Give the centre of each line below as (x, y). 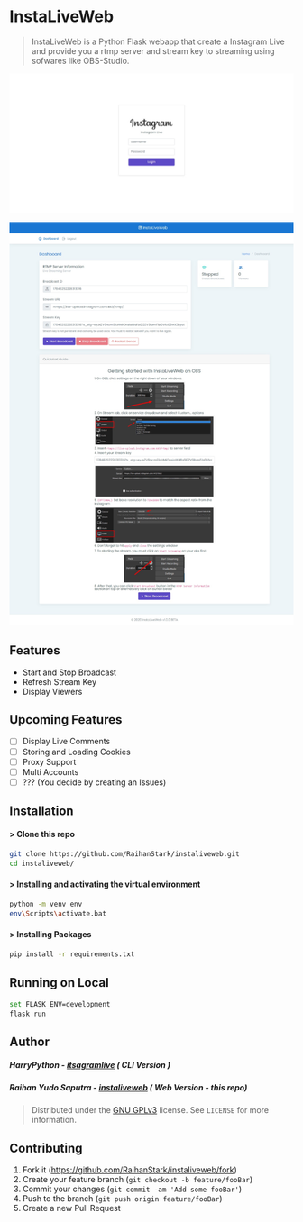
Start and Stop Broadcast (69, 672)
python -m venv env (46, 904)
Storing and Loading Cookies (76, 752)
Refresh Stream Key (60, 681)
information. (54, 1120)
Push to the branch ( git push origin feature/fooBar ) (122, 1199)
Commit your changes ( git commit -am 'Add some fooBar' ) (132, 1189)
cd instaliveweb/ (42, 864)
